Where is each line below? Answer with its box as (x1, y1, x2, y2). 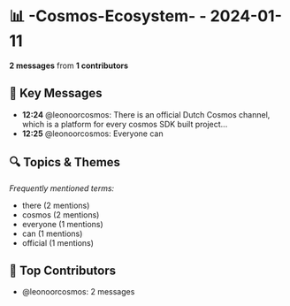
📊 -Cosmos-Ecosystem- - (9, 6, 207, 27)
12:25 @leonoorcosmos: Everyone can (21, 128, 164, 139)
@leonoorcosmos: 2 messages (21, 287, 135, 297)
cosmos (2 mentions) (21, 209, 100, 220)
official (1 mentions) (21, 237, 95, 248)
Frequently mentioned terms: (9, 182, 115, 194)
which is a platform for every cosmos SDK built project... (21, 119, 228, 129)
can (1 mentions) (21, 228, 83, 239)
